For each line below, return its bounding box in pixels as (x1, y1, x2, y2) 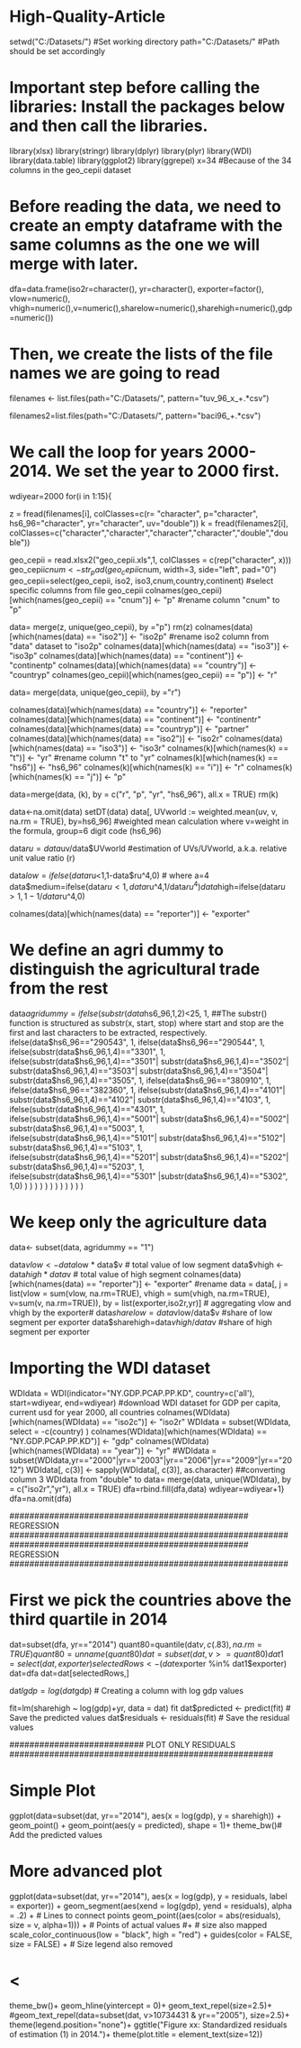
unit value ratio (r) (9, 853, 75, 864)
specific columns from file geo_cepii (9, 585, 144, 596)
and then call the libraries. (9, 115, 208, 136)
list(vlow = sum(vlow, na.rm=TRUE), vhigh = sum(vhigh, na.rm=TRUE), (9, 1288, 270, 1299)
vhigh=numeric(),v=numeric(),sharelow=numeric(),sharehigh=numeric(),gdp (9, 302, 293, 313)
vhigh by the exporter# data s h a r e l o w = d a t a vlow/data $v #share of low (9, 1307, 273, 1318)
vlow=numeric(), (9, 293, 71, 304)
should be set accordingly (9, 45, 106, 56)
